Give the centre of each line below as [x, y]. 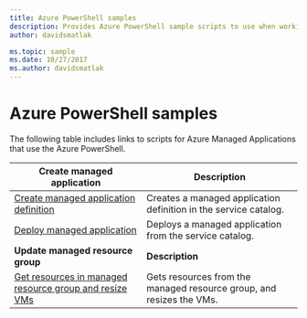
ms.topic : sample [42, 51]
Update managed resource [74, 250]
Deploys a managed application [214, 224]
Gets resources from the [198, 277]
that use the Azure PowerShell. [68, 148]
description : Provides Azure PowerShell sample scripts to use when [143, 26]
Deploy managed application [75, 229]
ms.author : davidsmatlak [57, 69]
